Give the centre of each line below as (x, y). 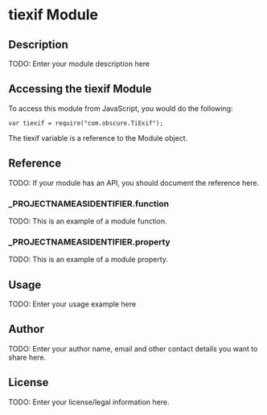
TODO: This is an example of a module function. (88, 221)
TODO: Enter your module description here (79, 64)
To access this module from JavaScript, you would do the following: (121, 108)
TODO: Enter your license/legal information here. (89, 402)
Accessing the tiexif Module (80, 89)
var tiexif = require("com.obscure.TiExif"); (86, 123)
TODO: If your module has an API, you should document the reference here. (134, 183)
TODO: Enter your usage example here (72, 304)
